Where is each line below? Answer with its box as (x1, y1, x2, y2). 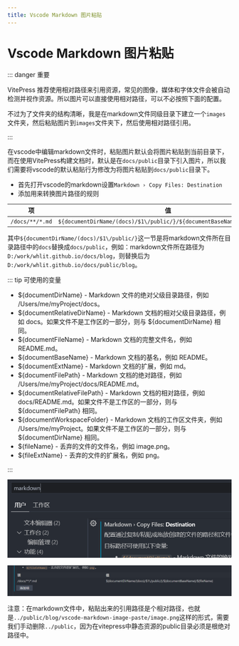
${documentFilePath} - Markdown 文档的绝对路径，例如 (17, 370, 183, 379)
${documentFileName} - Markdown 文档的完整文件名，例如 (17, 335, 193, 343)
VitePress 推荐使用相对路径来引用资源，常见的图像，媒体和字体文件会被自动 (7, 85, 230, 94)
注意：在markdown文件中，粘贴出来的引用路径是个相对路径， (7, 604, 188, 613)
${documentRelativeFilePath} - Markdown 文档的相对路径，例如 (17, 388, 205, 397)
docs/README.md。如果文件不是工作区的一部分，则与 (17, 397, 178, 406)
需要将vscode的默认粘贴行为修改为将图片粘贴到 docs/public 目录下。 (13, 165, 214, 174)
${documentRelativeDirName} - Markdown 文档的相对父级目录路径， (17, 308, 220, 317)
